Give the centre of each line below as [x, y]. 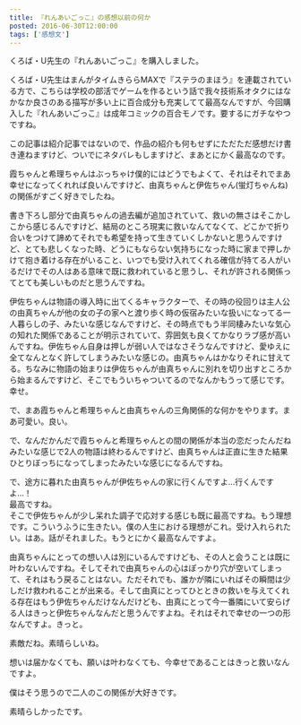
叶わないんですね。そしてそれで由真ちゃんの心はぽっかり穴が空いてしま [142, 568]
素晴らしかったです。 [48, 712]
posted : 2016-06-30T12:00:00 [64, 26]
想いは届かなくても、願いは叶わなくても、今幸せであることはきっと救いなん [150, 662]
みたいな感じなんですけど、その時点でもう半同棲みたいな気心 [177, 324]
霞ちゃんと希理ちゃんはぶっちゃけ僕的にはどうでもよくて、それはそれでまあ [150, 174]
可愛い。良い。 [44, 421]
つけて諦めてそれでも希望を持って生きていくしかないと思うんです [154, 237]
